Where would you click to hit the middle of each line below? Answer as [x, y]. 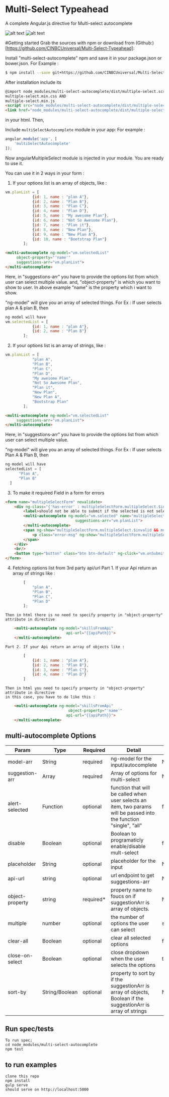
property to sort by [133, 973]
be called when [129, 794]
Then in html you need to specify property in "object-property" [75, 688]
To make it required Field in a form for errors [58, 493]
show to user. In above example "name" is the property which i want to [78, 287]
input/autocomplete [134, 765]
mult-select [124, 853]
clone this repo [22, 1076]
